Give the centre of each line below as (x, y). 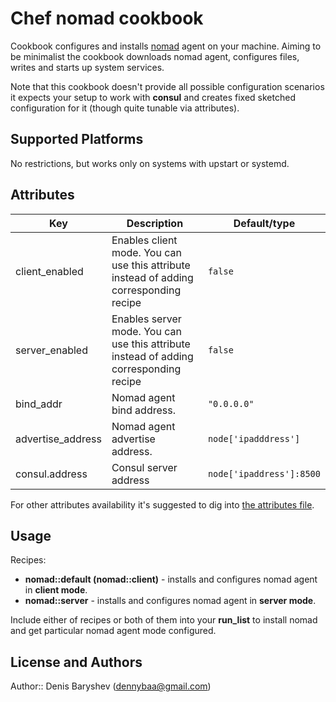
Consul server (144, 467)
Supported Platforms (77, 139)
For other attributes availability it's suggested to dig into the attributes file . (162, 504)
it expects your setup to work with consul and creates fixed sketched (153, 97)
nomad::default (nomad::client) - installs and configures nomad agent (171, 579)
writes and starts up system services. (87, 67)
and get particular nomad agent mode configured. (113, 631)
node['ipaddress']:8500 (264, 473)
